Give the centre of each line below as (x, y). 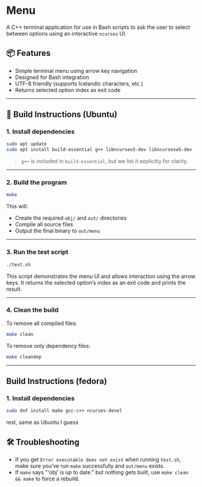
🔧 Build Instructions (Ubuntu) (62, 115)
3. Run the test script (37, 252)
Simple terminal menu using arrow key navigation (76, 70)
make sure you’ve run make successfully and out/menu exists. (90, 466)
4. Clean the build (32, 310)
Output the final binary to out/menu (57, 231)
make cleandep (24, 357)
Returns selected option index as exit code (68, 90)
